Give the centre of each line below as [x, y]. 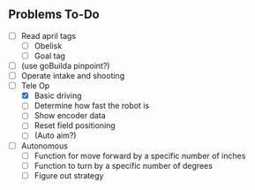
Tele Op [35, 86]
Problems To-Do [54, 15]
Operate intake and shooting [73, 76]
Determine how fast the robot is [92, 106]
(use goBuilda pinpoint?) [65, 66]
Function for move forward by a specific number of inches [140, 156]
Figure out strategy [69, 175]
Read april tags [49, 35]
